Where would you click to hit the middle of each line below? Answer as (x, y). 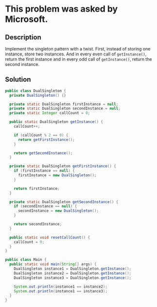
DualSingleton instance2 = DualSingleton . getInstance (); (73, 273)
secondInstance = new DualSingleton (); (58, 211)
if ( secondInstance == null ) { (45, 206)
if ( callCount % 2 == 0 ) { (41, 135)
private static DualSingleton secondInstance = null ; (65, 109)
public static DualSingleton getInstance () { (56, 122)
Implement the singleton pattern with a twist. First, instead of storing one (78, 49)
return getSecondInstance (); (43, 153)
